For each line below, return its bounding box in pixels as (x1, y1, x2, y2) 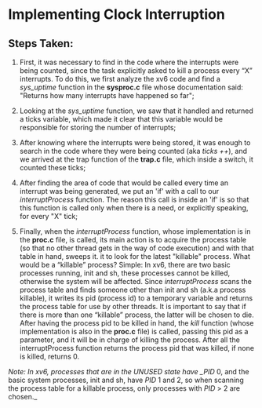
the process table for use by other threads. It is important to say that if (19, 302, 247, 311)
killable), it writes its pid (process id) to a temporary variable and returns (19, 293, 253, 303)
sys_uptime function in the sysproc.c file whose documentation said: (19, 82, 243, 92)
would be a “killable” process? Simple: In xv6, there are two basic (19, 260, 231, 269)
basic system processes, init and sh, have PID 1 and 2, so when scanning (8, 375, 245, 384)
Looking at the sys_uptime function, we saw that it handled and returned (19, 106, 253, 115)
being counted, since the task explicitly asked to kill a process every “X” (19, 66, 253, 75)
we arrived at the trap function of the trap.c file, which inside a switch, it (19, 155, 253, 164)
